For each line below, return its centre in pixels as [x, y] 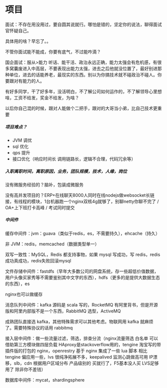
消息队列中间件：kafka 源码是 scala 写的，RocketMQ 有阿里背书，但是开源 [82, 305]
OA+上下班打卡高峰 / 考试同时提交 [40, 207]
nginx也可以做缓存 [24, 294]
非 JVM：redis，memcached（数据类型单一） [52, 244]
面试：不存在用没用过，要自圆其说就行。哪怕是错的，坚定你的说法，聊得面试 [83, 24]
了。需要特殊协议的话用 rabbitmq [39, 327]
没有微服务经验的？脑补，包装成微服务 [44, 184]
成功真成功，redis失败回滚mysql [38, 260]
